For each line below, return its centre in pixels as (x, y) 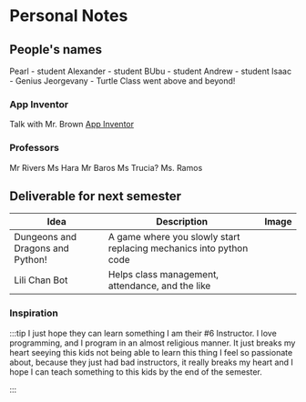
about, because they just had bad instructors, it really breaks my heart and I (151, 362)
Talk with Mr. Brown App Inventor (72, 125)
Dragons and (42, 248)
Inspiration (34, 313)
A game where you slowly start (174, 237)
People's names (56, 50)
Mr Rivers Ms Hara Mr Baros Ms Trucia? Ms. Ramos (106, 167)
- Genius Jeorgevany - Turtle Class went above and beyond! (122, 81)
